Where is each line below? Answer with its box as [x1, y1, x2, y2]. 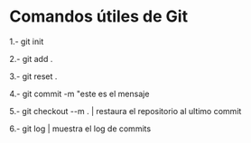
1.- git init [9, 36, 44, 47]
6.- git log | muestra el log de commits [9, 123, 152, 134]
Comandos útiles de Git [9, 6, 188, 27]
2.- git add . [9, 53, 53, 64]
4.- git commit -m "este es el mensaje [9, 88, 150, 99]
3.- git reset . [9, 70, 58, 82]
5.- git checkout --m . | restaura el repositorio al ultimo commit [9, 105, 242, 116]
